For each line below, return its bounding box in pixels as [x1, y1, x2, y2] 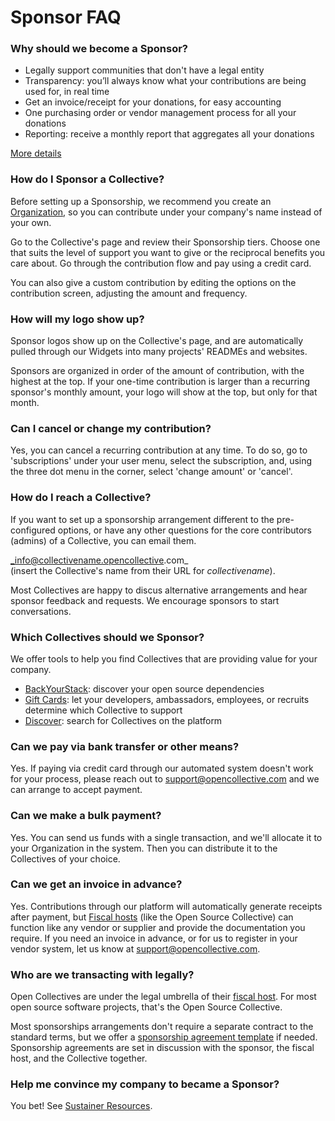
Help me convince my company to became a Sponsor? [10, 1077, 280, 1091]
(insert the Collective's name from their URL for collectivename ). [10, 564, 276, 576]
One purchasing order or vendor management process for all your [24, 107, 297, 119]
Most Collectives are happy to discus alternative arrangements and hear [10, 584, 308, 596]
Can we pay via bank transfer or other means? [10, 739, 240, 753]
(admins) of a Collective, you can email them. [10, 534, 197, 546]
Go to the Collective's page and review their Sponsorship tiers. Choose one [10, 236, 321, 248]
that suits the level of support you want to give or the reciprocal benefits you [10, 246, 326, 258]
